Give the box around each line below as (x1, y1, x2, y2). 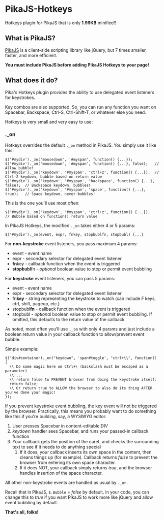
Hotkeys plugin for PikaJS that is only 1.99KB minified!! (5, 20, 116, 26)
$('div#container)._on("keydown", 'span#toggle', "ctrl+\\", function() (5, 356, 157, 360)
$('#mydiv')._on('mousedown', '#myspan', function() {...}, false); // (5, 161, 160, 166)
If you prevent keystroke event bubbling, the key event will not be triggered (5, 403, 157, 409)
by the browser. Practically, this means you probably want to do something (5, 408, 156, 414)
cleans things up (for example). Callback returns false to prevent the (19, 454, 158, 460)
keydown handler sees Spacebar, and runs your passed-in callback (12, 428, 149, 434)
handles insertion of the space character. (19, 470, 103, 476)
